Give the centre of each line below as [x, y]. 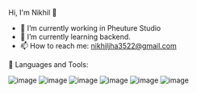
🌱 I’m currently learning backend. [75, 37]
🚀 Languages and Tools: [48, 64]
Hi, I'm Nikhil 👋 [33, 13]
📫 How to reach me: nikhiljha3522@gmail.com [98, 46]
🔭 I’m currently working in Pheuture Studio [90, 28]
